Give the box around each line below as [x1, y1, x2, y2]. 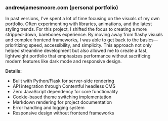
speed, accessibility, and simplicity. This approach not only [28, 42, 152, 48]
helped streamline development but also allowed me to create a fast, [5, 47, 148, 54]
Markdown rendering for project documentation [12, 99, 112, 105]
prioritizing [5, 42, 28, 48]
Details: [5, 68, 22, 74]
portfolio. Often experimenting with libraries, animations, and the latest [5, 21, 152, 27]
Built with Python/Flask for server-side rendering [12, 78, 115, 84]
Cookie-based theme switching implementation [12, 94, 112, 100]
